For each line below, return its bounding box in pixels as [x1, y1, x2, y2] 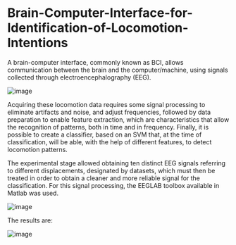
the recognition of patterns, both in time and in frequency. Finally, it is [7, 122, 209, 131]
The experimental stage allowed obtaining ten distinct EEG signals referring [7, 158, 226, 167]
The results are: [7, 216, 53, 225]
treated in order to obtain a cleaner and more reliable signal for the [7, 174, 201, 182]
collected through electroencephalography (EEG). [7, 73, 151, 82]
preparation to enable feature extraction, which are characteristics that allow [7, 115, 230, 124]
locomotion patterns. [7, 145, 68, 153]
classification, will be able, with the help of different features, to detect [7, 137, 212, 146]
